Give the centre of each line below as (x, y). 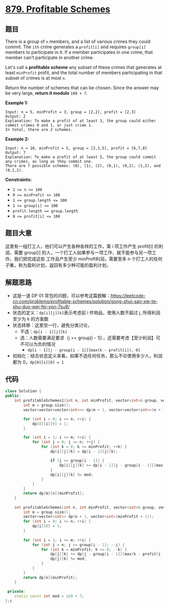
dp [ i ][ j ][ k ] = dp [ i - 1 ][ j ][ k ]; (84, 451)
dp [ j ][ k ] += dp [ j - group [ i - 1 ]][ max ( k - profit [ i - (108, 554)
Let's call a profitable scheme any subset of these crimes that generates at (83, 67)
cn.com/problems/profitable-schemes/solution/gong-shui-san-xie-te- (85, 301)
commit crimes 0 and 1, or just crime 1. (49, 125)
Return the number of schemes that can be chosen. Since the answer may (82, 88)
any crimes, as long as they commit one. (49, 162)
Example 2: (17, 139)
